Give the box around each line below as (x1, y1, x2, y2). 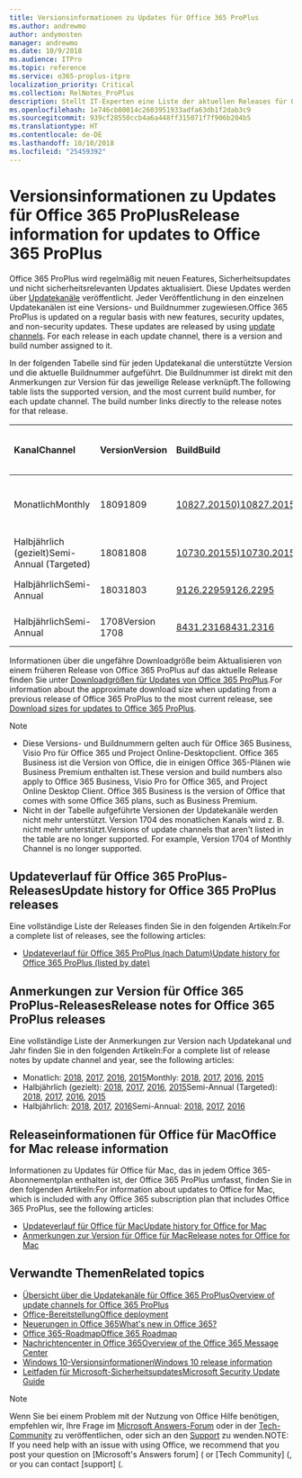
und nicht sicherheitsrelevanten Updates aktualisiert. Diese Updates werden (9, 283, 291, 293)
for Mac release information (9, 1140, 169, 1157)
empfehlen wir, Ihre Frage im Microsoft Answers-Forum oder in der (9, 1419, 257, 1431)
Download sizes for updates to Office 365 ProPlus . (9, 703, 197, 714)
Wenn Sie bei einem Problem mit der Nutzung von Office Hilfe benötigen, (9, 1410, 280, 1421)
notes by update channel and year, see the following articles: (9, 1055, 235, 1066)
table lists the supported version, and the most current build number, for (9, 386, 277, 397)
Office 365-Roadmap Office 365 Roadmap (22, 1328, 178, 1338)
